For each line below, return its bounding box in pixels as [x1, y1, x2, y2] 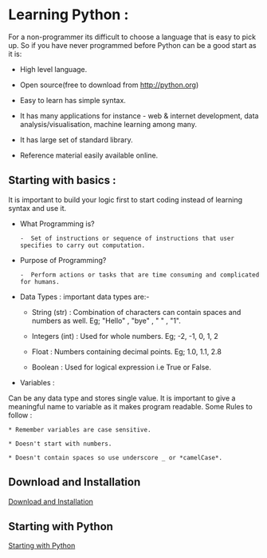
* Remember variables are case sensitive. [8, 425, 151, 433]
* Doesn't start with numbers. [8, 440, 112, 448]
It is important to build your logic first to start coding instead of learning [8, 194, 243, 205]
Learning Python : [8, 6, 129, 24]
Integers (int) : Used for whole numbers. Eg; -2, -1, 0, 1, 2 [31, 331, 218, 341]
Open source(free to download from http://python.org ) [19, 80, 199, 90]
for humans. [19, 277, 60, 285]
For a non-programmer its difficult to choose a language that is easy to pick [8, 32, 257, 42]
